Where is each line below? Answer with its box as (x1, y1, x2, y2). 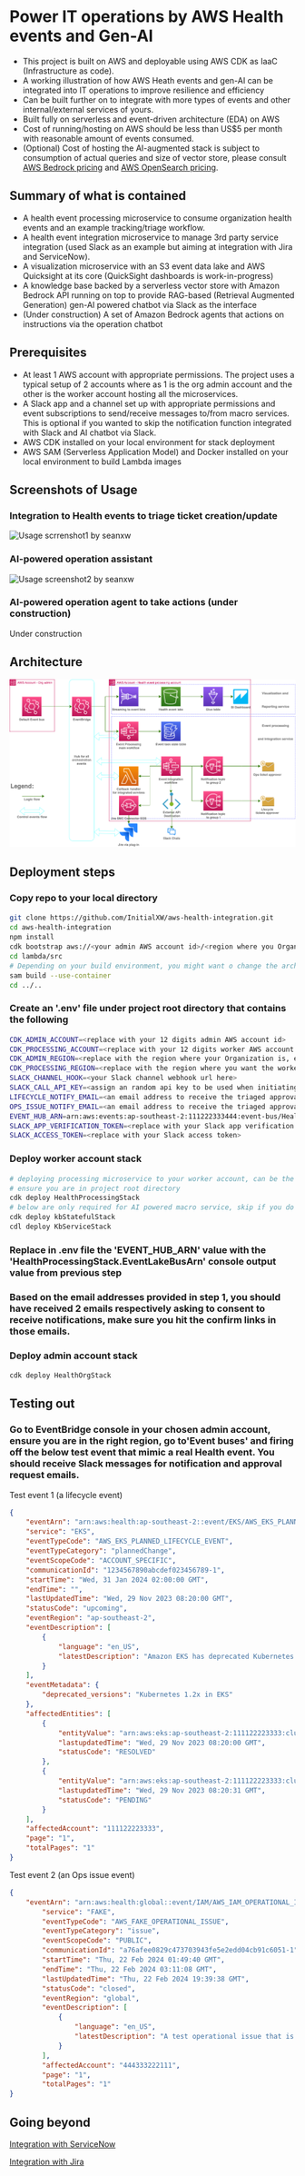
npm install (9, 933, 54, 942)
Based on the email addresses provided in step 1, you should (9, 1290, 281, 1303)
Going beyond (9, 2114, 91, 2130)
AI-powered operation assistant (9, 552, 152, 565)
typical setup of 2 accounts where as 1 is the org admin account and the (22, 379, 293, 390)
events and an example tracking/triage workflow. (22, 222, 206, 233)
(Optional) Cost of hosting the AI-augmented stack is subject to (22, 143, 261, 154)
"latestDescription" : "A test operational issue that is (74, 2032, 295, 2042)
